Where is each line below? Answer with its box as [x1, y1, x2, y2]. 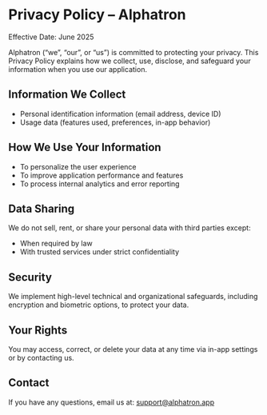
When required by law [19, 238, 94, 249]
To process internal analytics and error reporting [19, 178, 180, 189]
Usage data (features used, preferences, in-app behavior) [19, 118, 211, 127]
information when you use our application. [8, 64, 148, 74]
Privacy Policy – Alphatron [8, 6, 186, 24]
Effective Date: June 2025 [8, 32, 94, 42]
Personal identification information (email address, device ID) [19, 109, 221, 118]
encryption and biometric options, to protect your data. [8, 300, 189, 309]
